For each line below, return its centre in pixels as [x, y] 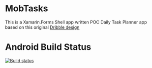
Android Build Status [48, 47]
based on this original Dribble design [42, 27]
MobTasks [27, 9]
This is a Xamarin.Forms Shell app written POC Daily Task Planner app [76, 22]
